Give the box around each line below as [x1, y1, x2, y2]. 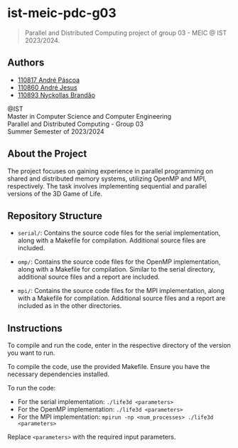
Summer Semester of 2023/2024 [7, 127, 104, 136]
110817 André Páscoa [17, 75, 80, 84]
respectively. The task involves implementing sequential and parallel [7, 181, 207, 190]
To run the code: [7, 384, 56, 393]
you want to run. [7, 348, 55, 357]
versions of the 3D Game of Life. [7, 189, 103, 198]
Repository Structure [7, 210, 103, 222]
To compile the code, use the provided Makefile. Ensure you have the [7, 363, 210, 371]
